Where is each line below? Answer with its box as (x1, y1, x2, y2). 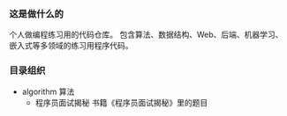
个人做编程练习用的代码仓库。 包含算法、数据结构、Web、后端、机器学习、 (9, 29, 283, 40)
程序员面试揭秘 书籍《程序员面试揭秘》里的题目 (34, 97, 208, 107)
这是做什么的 (9, 7, 64, 19)
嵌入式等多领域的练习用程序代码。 (9, 40, 133, 51)
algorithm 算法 (21, 86, 75, 97)
